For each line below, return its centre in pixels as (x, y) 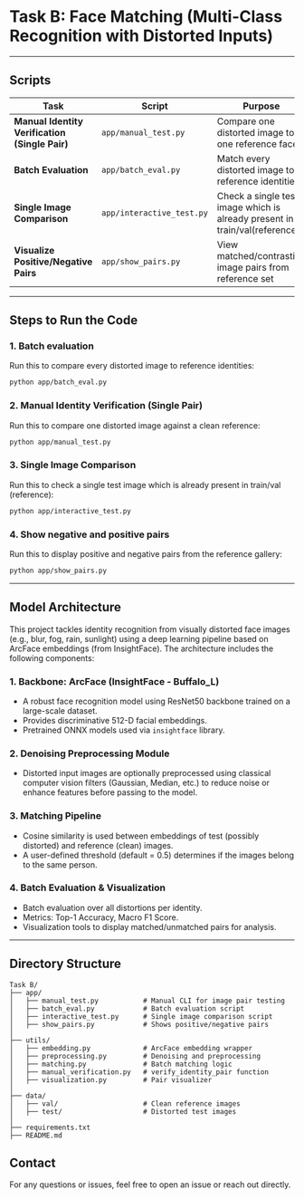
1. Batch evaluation (52, 346)
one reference (247, 144)
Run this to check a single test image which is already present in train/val (145, 484)
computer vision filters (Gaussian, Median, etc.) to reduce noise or (146, 783)
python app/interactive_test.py (70, 511)
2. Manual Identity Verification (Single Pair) (106, 406)
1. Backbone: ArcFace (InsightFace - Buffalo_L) (114, 681)
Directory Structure (66, 964)
